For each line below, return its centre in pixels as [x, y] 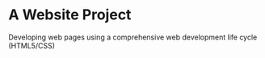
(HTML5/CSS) [32, 45]
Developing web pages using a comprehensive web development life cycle [133, 37]
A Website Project [70, 15]
